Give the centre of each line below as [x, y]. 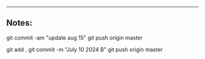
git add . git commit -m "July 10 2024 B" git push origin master [85, 49]
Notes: [19, 23]
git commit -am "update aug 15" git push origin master [75, 38]
